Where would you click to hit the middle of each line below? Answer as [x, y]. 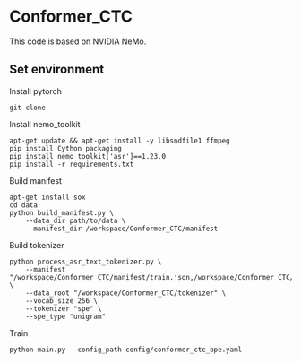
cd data [24, 205]
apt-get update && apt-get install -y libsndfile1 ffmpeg [120, 141]
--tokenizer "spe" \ [64, 308]
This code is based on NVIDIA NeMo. [78, 41]
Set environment [57, 69]
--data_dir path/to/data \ [76, 220]
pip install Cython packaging [66, 148]
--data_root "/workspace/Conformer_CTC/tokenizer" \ [126, 293]
